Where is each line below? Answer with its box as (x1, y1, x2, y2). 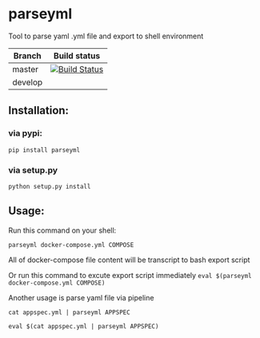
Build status (53, 50, 101, 61)
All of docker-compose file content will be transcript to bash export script (8, 255, 250, 264)
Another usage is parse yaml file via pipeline (8, 292, 154, 302)
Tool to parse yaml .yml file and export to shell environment (8, 31, 204, 41)
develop (12, 77, 43, 88)
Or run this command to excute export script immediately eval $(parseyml (8, 270, 252, 280)
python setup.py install (8, 182, 91, 190)
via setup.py (8, 165, 58, 176)
